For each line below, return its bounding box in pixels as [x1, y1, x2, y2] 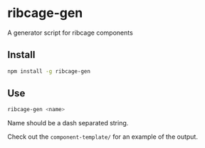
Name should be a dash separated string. [7, 119, 129, 127]
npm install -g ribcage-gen [7, 67, 91, 75]
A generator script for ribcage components [7, 28, 133, 37]
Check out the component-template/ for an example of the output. [7, 132, 198, 141]
